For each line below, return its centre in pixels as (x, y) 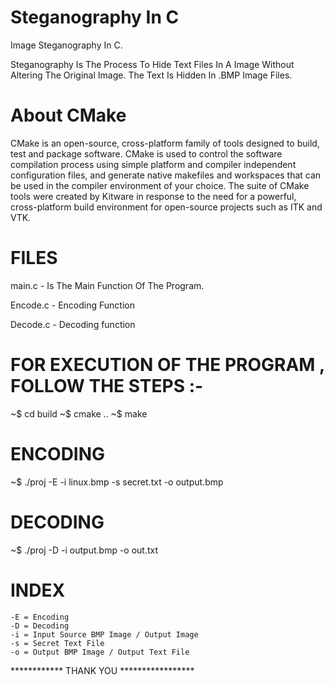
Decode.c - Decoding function (73, 324)
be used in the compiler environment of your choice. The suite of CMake (160, 185)
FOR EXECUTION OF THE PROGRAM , (167, 365)
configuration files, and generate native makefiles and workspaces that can (166, 175)
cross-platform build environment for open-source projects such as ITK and (166, 207)
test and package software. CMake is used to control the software (146, 153)
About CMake (68, 115)
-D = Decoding (40, 626)
